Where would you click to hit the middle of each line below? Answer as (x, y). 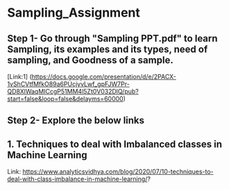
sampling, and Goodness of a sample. (90, 60)
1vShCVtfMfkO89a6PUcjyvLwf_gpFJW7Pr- (68, 84)
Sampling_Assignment (74, 13)
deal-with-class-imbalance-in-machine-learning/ (77, 179)
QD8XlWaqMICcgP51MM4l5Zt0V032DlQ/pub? (73, 91)
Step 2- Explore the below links (76, 120)
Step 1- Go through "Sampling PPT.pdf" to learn (112, 38)
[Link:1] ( (20, 77)
